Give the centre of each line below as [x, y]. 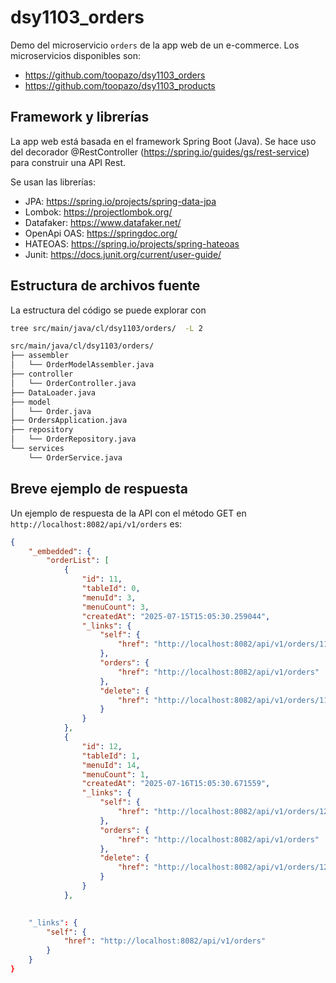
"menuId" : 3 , [109, 597]
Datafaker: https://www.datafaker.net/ [103, 222]
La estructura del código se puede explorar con [108, 310]
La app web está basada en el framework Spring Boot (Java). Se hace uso [163, 141]
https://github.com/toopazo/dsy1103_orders [115, 75]
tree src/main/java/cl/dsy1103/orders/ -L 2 [106, 328]
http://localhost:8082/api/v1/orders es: [96, 523]
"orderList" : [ [78, 561]
